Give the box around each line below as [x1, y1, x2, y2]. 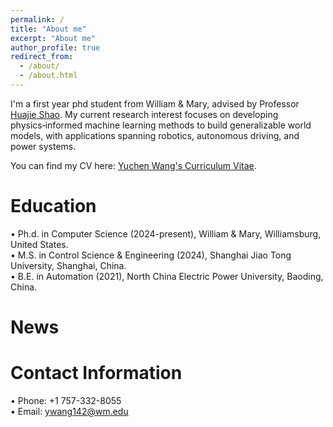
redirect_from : [10, 52, 74, 62]
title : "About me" [10, 24, 87, 34]
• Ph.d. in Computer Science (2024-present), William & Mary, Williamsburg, [10, 227, 322, 240]
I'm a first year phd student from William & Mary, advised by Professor [10, 97, 300, 110]
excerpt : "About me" [10, 33, 97, 43]
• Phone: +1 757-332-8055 [10, 394, 122, 406]
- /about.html [19, 71, 78, 81]
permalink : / [10, 14, 65, 25]
